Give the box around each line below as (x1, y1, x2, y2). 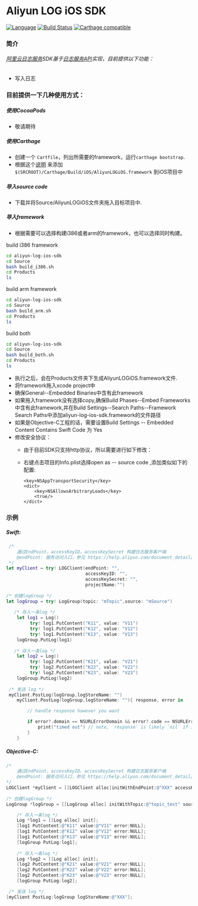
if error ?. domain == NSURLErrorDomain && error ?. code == (27, 719, 170, 725)
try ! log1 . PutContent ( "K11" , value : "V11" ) (29, 620, 138, 626)
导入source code (6, 183, 48, 190)
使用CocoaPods (6, 106, 46, 114)
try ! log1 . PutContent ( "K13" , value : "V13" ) (29, 631, 138, 637)
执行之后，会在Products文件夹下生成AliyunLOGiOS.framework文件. (14, 374, 178, 381)
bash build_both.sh (6, 352, 54, 358)
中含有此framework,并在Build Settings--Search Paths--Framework (14, 404, 176, 411)
